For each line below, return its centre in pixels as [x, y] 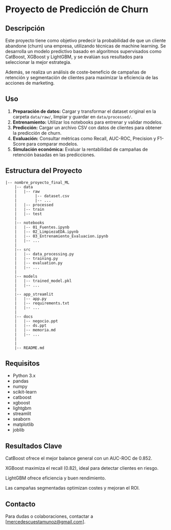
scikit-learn [25, 392]
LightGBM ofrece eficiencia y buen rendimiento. [56, 478]
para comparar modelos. [52, 143]
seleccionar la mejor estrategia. [38, 62]
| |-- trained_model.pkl [43, 281]
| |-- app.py [31, 299]
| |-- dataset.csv [42, 196]
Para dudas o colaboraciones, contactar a [49, 516]
